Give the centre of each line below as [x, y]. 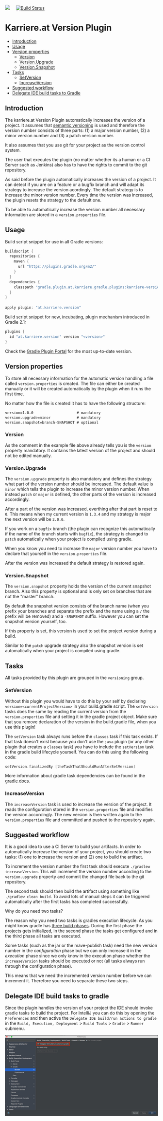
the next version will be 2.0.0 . [35, 519]
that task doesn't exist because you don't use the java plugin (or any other [80, 741]
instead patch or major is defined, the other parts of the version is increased [81, 495]
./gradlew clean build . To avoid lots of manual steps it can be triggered [77, 897]
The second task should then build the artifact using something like [72, 891]
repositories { [25, 256]
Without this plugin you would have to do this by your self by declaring [75, 701]
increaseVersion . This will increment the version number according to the [78, 872]
